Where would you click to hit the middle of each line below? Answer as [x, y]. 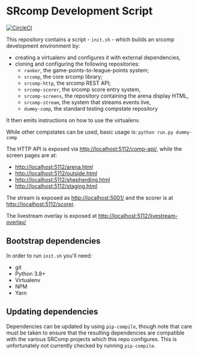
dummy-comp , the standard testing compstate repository [91, 108]
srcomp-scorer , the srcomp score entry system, [82, 89]
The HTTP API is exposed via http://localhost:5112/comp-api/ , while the [94, 149]
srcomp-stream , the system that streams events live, [87, 102]
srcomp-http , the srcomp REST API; [67, 83]
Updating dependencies [52, 312]
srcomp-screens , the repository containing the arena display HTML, [106, 96]
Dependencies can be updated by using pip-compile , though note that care [99, 326]
